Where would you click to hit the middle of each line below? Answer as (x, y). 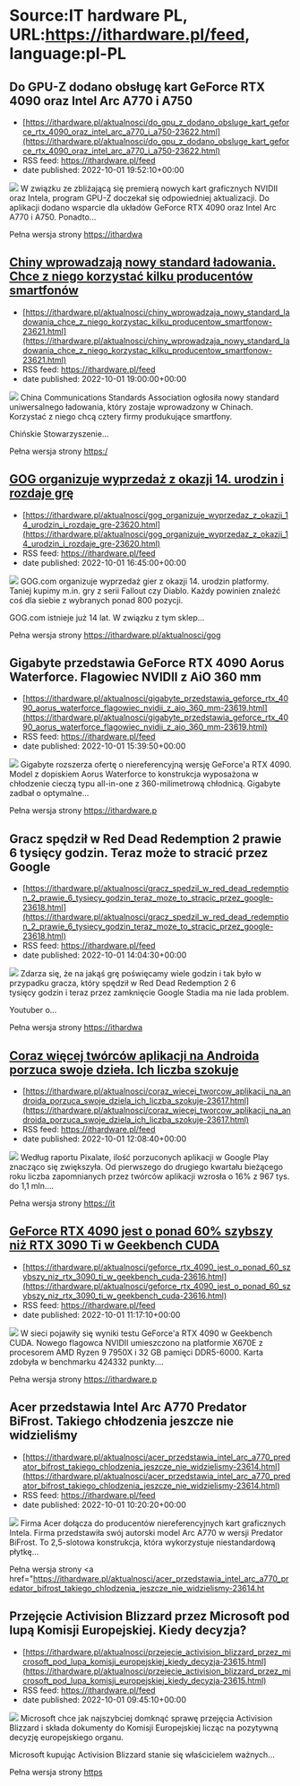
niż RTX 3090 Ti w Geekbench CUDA (115, 1246)
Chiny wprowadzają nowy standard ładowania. (142, 262)
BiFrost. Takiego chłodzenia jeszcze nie (122, 1422)
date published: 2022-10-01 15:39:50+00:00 (104, 746)
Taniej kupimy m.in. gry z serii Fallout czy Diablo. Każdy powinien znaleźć (145, 590)
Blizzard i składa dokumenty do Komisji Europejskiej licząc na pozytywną (144, 1728)
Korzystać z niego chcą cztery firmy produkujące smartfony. (121, 416)
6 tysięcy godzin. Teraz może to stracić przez (139, 853)
